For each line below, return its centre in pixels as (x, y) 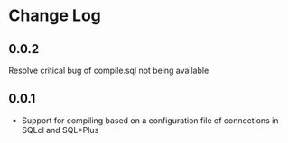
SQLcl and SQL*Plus (60, 130)
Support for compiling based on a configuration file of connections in (150, 120)
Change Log (55, 16)
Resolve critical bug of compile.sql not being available (109, 70)
